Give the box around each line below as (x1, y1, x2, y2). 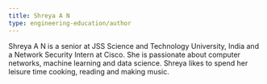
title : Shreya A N (8, 11, 70, 20)
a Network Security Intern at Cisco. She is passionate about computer (8, 50, 240, 59)
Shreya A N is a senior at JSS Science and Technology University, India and (8, 41, 260, 50)
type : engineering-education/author (8, 19, 131, 27)
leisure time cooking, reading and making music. (8, 66, 169, 76)
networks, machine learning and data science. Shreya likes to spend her (8, 58, 248, 68)
